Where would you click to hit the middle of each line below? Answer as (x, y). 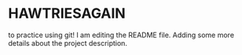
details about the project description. (68, 43)
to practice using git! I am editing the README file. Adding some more (121, 35)
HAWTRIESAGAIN (67, 14)
